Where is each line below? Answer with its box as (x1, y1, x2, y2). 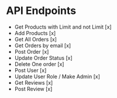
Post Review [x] (14, 85, 53, 92)
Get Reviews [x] (14, 79, 53, 86)
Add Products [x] (14, 29, 56, 36)
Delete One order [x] (14, 60, 64, 68)
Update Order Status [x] (14, 54, 73, 61)
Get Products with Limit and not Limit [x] (14, 23, 112, 30)
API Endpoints (6, 4, 77, 17)
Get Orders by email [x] (14, 42, 71, 49)
